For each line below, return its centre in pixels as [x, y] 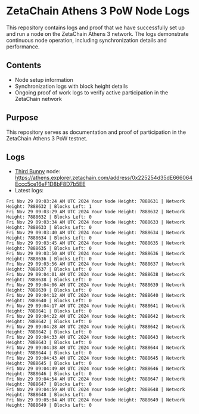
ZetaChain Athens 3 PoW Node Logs [98, 11]
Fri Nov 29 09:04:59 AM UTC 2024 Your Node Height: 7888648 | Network [96, 390]
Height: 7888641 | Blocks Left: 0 [49, 311]
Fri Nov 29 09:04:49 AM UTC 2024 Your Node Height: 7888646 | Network [96, 369]
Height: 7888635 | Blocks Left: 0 [49, 249]
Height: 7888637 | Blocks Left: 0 [49, 269]
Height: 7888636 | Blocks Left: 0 [49, 259]
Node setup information [44, 79]
